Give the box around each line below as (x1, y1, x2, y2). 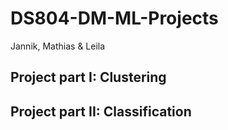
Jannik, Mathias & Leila (10, 40, 106, 52)
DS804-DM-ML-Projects (10, 7, 219, 30)
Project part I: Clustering (10, 69, 167, 86)
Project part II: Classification (10, 103, 192, 120)
